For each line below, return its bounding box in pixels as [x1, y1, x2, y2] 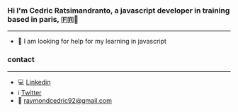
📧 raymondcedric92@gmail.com [17, 96, 112, 104]
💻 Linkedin [17, 77, 51, 86]
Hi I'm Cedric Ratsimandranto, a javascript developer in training [7, 6, 230, 15]
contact [7, 55, 35, 65]
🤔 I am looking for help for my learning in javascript [17, 37, 166, 46]
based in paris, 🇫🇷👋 [7, 14, 79, 24]
